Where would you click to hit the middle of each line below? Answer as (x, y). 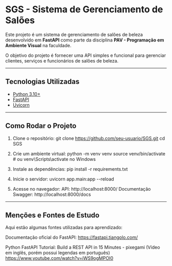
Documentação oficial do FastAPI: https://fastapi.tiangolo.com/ (72, 237)
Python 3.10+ (27, 94)
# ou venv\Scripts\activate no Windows (54, 159)
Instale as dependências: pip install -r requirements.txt (70, 169)
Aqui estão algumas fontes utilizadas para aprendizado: (64, 228)
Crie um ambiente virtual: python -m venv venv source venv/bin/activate (89, 154)
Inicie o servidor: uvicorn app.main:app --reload (63, 179)
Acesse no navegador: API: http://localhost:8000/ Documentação (82, 189)
